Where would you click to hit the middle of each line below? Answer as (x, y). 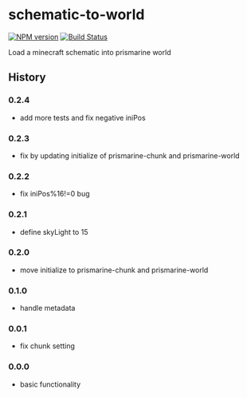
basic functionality (50, 384)
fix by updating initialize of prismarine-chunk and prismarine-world (130, 155)
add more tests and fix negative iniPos (82, 117)
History (27, 77)
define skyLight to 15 (54, 232)
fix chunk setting (47, 346)
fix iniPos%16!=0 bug (55, 194)
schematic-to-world (76, 15)
